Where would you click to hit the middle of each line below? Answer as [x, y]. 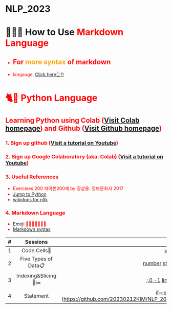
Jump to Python [30, 194]
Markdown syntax [32, 229]
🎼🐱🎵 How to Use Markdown [64, 32]
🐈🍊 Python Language [51, 98]
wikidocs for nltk [30, 199]
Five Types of [36, 259]
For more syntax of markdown [62, 62]
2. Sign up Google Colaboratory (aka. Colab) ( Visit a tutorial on [84, 156]
